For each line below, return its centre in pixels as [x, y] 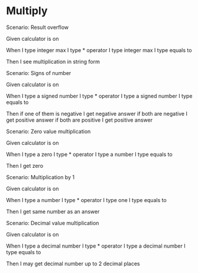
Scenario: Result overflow [38, 27]
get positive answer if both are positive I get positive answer [79, 120]
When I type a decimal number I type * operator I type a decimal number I [96, 246]
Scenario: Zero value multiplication [48, 131]
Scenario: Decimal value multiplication [53, 223]
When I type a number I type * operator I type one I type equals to [86, 200]
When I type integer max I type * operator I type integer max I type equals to [99, 50]
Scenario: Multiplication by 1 [40, 177]
